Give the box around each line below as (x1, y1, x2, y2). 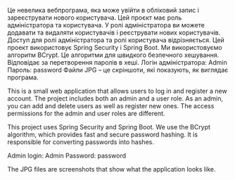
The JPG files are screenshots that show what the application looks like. (7, 165, 216, 173)
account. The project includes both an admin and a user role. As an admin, (7, 94, 224, 103)
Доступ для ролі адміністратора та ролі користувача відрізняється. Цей (7, 36, 225, 44)
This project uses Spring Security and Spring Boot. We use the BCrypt (7, 123, 211, 131)
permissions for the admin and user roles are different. (7, 109, 165, 117)
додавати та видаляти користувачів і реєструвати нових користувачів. (7, 28, 221, 37)
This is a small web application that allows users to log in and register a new (7, 87, 227, 95)
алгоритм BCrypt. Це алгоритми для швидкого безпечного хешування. (7, 51, 220, 59)
